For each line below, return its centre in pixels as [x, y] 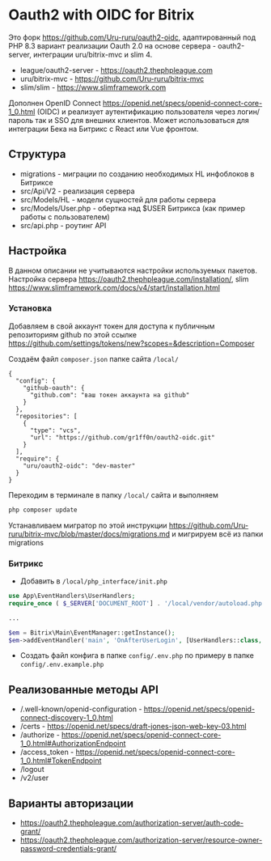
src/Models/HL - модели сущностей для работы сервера [118, 199]
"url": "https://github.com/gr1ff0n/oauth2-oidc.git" [123, 437]
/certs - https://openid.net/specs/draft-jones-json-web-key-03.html [133, 727]
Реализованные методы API [84, 689]
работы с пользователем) [65, 217]
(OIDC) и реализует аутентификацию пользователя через [136, 112]
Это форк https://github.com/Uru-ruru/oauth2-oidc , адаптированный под [132, 37]
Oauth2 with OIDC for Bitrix [102, 15]
